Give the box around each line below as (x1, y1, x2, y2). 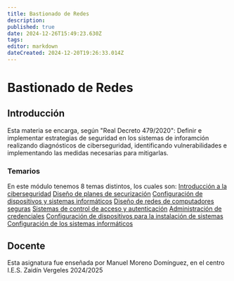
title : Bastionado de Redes (7, 10, 90, 18)
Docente (7, 240, 46, 251)
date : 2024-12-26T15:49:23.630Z (7, 30, 102, 37)
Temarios (7, 166, 41, 176)
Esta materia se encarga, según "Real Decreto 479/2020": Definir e (7, 126, 202, 134)
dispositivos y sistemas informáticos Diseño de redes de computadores (7, 197, 214, 206)
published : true (7, 23, 55, 30)
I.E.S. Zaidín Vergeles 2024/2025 (7, 266, 103, 274)
